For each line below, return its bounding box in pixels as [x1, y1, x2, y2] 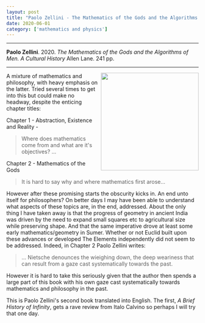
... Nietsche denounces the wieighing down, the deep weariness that [21, 254, 194, 261]
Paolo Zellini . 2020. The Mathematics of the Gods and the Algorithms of [6, 48, 189, 56]
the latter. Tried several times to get [6, 85, 96, 93]
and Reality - [6, 123, 38, 131]
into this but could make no [6, 92, 75, 100]
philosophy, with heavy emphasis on [6, 79, 98, 86]
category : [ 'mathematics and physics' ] [6, 26, 108, 32]
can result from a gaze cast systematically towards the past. [21, 260, 173, 267]
